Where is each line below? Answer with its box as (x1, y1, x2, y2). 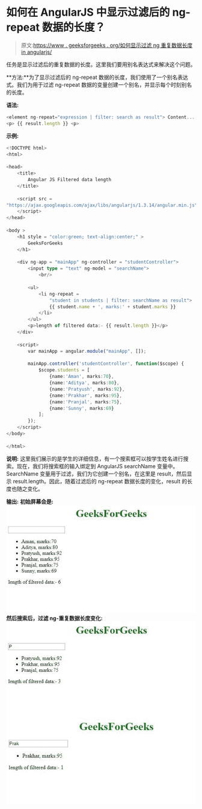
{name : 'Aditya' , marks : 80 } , (49, 380, 120, 386)
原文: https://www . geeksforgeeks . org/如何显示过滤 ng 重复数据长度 (20, 42, 193, 49)
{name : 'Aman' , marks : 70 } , (49, 374, 114, 380)
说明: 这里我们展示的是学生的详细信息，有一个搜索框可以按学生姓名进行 (6, 455, 183, 462)
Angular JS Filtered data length (28, 177, 112, 183)
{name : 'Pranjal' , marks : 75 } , (49, 398, 122, 405)
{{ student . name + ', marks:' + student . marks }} (49, 303, 176, 310)
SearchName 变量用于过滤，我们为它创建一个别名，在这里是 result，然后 (6, 470, 188, 477)
